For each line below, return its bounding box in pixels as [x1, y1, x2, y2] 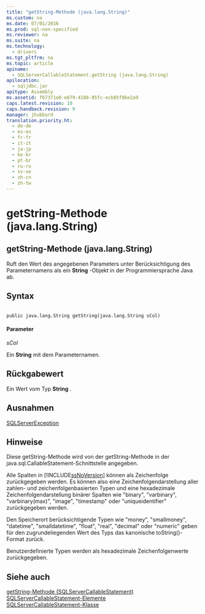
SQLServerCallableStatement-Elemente [6, 594, 106, 602]
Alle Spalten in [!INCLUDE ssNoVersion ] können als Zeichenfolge [6, 472, 169, 479]
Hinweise [6, 437, 43, 447]
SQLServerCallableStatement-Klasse [6, 601, 99, 608]
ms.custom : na [6, 15, 43, 21]
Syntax [6, 291, 34, 301]
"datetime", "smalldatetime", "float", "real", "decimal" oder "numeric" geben [6, 523, 198, 530]
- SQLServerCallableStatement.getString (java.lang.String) [12, 72, 169, 78]
